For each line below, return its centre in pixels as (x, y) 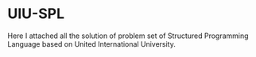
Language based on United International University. (92, 44)
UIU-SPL (36, 14)
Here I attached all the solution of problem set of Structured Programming (128, 36)
